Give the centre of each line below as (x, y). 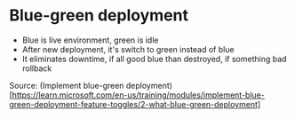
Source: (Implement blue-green (67, 85)
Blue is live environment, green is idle (90, 40)
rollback (37, 68)
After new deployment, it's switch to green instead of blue (128, 49)
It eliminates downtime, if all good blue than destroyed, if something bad (154, 59)
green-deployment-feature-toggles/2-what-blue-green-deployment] (135, 104)
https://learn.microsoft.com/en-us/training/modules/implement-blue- (138, 95)
